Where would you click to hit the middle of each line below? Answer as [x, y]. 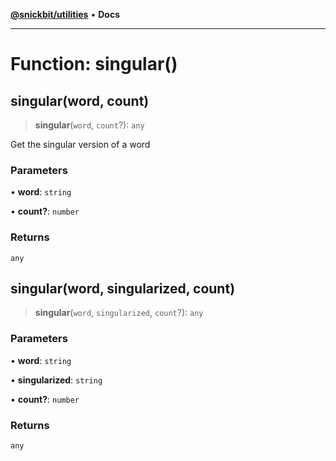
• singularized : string [56, 380]
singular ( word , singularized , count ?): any [119, 313]
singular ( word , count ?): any [89, 125]
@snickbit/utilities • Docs [65, 14]
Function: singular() [94, 64]
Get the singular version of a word [80, 144]
